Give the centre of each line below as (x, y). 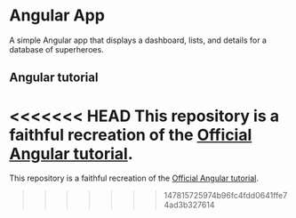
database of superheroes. (56, 49)
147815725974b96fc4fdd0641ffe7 (226, 196)
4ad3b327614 (189, 205)
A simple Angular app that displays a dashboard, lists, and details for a (138, 40)
